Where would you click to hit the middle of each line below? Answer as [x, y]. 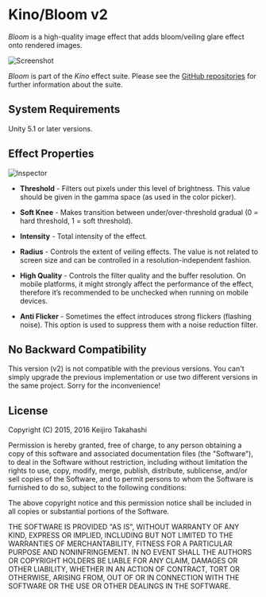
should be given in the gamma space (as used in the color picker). [128, 197]
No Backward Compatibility [77, 349]
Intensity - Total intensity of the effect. [83, 236]
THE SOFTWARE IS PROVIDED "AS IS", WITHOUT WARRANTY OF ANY [124, 527]
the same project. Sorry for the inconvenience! [85, 386]
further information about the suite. [66, 84]
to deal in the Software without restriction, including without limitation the [128, 462]
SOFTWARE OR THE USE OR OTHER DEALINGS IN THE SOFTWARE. [120, 586]
